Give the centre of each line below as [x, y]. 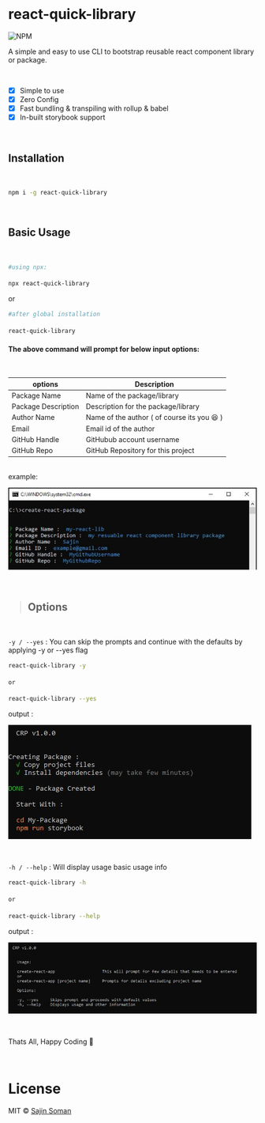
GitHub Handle [35, 439]
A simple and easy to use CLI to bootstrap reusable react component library [131, 51]
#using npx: [28, 267]
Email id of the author [120, 429]
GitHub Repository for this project [140, 451]
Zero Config [39, 99]
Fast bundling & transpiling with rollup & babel [94, 108]
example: [23, 476]
